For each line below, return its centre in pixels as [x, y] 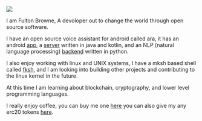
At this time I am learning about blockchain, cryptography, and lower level [98, 88]
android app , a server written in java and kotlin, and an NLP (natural [90, 45]
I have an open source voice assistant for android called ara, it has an [93, 39]
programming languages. [37, 94]
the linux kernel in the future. [42, 76]
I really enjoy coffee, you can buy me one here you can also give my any [96, 106]
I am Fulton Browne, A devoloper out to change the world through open [95, 20]
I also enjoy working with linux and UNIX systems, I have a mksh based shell [101, 63]
